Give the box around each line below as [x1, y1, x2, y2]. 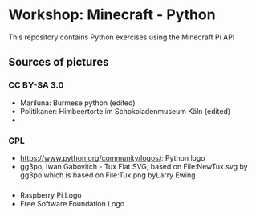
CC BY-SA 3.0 [8, 79, 64, 91]
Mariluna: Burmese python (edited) [19, 98, 136, 108]
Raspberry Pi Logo [19, 190, 82, 200]
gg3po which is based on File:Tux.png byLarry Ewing [19, 170, 196, 180]
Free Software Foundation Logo [19, 198, 125, 208]
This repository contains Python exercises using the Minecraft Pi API [8, 32, 235, 42]
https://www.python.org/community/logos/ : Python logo [19, 153, 205, 162]
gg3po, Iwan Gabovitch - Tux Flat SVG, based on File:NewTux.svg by [19, 161, 248, 171]
